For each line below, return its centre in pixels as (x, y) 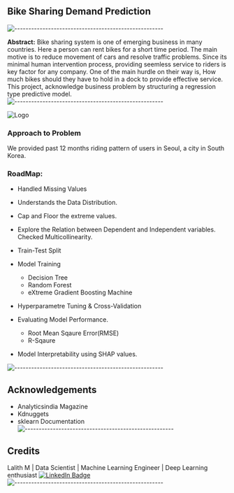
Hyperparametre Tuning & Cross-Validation (79, 306)
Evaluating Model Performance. (63, 320)
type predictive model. (39, 94)
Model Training (39, 264)
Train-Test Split (39, 250)
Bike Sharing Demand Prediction (79, 12)
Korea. (17, 156)
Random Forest (50, 285)
